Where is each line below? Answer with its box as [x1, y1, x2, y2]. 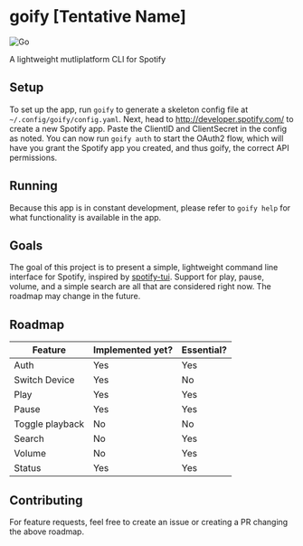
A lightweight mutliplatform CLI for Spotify [9, 53, 166, 64]
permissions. [9, 152, 58, 163]
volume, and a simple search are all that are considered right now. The [9, 281, 271, 292]
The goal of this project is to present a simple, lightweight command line [9, 262, 279, 273]
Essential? [181, 344, 228, 356]
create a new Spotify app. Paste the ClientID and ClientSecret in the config [9, 123, 288, 134]
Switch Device [14, 373, 75, 386]
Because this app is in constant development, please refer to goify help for [9, 202, 291, 213]
